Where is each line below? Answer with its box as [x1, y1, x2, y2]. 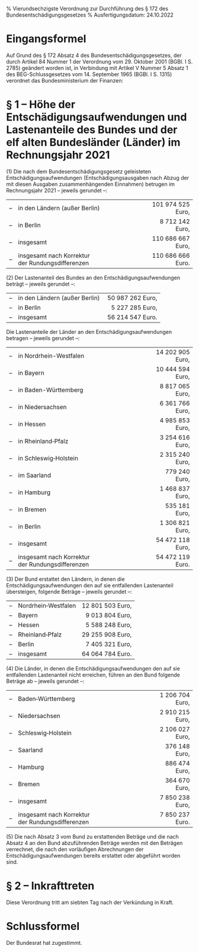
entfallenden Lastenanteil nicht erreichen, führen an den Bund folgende [6, 671, 181, 678]
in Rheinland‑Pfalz [18, 437, 69, 445]
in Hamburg [18, 488, 51, 496]
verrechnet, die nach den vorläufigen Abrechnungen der [6, 846, 144, 853]
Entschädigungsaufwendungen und [6, 110, 187, 124]
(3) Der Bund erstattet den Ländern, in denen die [6, 575, 126, 583]
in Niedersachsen [18, 403, 67, 411]
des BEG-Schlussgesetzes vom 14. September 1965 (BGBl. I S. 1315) [6, 71, 172, 78]
